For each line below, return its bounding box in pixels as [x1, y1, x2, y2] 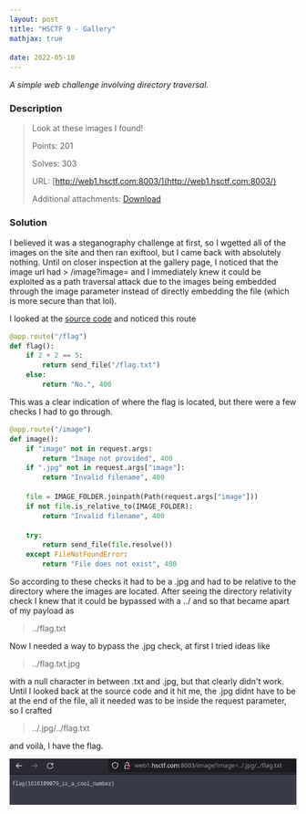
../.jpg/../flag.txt [31, 723, 90, 734]
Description [9, 102, 63, 115]
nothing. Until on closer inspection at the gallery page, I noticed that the [9, 256, 279, 267]
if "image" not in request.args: [25, 444, 153, 454]
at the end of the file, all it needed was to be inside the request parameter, [9, 695, 287, 706]
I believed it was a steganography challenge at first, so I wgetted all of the [9, 237, 287, 248]
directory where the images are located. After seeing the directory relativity [9, 586, 292, 597]
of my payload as [9, 605, 75, 616]
